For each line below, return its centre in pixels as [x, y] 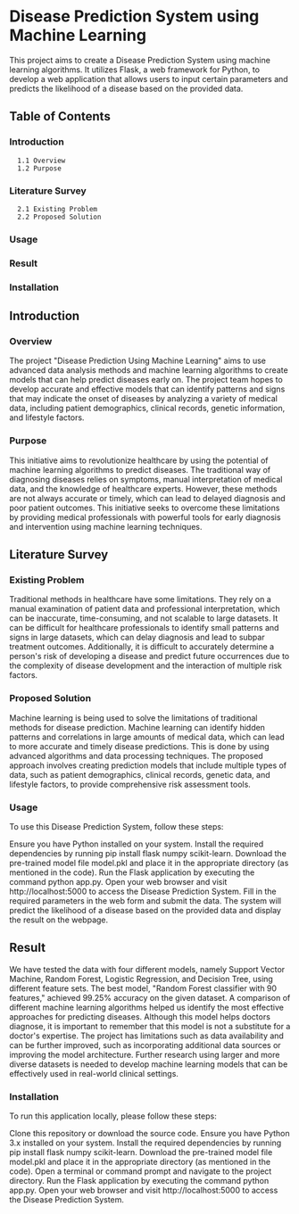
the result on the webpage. [59, 920]
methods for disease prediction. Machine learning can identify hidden [137, 727]
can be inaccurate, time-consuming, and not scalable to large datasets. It [144, 618]
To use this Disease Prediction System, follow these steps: [116, 826]
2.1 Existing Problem [58, 209]
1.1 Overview [42, 161]
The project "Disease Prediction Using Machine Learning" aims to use [137, 361]
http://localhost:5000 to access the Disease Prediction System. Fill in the [143, 891]
